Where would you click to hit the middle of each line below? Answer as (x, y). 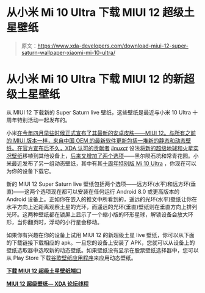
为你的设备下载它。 (31, 171)
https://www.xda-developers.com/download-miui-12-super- (113, 46)
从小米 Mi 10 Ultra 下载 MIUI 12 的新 (95, 79)
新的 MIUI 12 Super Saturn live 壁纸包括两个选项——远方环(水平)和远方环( (99, 184)
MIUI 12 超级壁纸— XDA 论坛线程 (48, 283)
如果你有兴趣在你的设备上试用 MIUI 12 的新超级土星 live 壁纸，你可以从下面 (101, 235)
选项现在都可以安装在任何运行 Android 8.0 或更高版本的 (110, 191)
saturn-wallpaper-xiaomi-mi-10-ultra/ (68, 52)
